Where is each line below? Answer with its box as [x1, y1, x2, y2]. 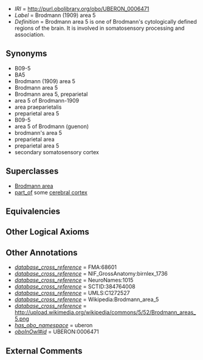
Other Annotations [5, 247, 78, 257]
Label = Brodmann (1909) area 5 [14, 12, 96, 19]
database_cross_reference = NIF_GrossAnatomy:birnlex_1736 [14, 270, 168, 277]
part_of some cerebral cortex [14, 188, 88, 196]
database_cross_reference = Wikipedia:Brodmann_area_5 [14, 296, 159, 303]
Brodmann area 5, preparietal [14, 90, 88, 98]
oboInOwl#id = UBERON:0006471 [14, 328, 99, 336]
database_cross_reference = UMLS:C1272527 [14, 290, 130, 297]
